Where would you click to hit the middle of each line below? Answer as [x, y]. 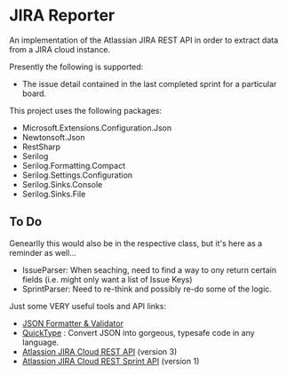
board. [34, 93]
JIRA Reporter [62, 16]
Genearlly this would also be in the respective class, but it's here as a [136, 243]
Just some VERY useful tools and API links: [88, 306]
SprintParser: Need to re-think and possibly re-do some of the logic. [147, 289]
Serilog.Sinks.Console [62, 184]
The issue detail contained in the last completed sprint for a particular [149, 84]
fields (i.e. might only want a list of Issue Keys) [107, 279]
